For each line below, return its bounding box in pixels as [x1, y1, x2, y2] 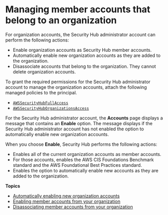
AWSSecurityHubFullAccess [12, 100, 68, 106]
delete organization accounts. [12, 68, 76, 75]
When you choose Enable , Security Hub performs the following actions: [5, 141, 158, 147]
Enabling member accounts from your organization [12, 198, 121, 204]
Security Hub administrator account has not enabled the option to [5, 126, 144, 132]
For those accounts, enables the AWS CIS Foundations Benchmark [12, 157, 154, 163]
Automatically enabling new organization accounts [12, 192, 120, 199]
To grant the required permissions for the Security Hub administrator [5, 79, 151, 85]
